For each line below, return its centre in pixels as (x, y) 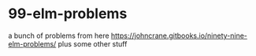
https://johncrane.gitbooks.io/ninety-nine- (179, 35)
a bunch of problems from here (59, 35)
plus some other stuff (93, 43)
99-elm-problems (68, 14)
